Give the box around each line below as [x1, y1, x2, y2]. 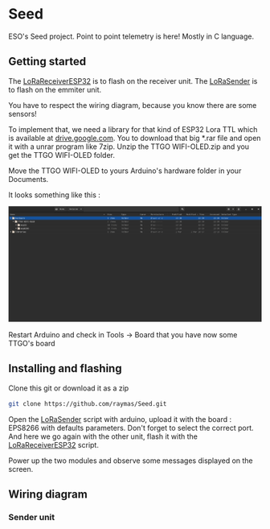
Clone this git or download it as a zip [8, 383, 129, 393]
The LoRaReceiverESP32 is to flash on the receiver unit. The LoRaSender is [8, 76, 258, 85]
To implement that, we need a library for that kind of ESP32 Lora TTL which [8, 124, 258, 134]
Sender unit [8, 511, 55, 523]
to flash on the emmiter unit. [8, 85, 102, 94]
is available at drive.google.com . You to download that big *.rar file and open [8, 133, 261, 143]
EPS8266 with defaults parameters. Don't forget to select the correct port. [8, 423, 255, 432]
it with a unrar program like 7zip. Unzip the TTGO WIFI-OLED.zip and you [8, 142, 250, 151]
